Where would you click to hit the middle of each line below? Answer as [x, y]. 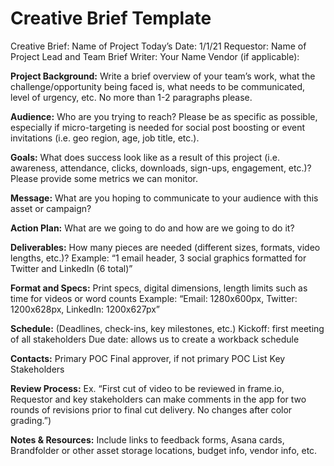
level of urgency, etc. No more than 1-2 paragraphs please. [131, 97]
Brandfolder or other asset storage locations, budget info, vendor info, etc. [164, 450]
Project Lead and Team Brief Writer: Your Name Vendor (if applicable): [155, 56]
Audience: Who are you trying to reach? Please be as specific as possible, [164, 116]
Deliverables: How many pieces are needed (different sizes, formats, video [165, 247]
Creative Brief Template [111, 18]
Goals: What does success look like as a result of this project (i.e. [145, 157]
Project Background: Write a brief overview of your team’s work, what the [163, 76]
